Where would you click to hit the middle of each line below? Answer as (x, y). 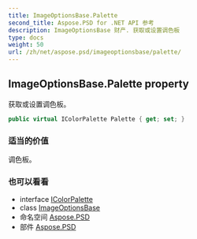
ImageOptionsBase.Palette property (98, 84)
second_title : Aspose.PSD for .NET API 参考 (81, 23)
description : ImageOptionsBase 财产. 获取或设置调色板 (94, 30)
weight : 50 (26, 45)
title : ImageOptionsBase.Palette (63, 15)
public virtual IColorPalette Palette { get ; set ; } (97, 119)
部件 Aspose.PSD (48, 227)
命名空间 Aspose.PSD (55, 217)
